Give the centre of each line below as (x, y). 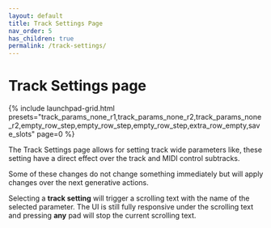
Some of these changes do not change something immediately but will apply (136, 174)
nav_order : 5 (30, 31)
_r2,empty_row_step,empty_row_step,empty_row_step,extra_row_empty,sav (134, 125)
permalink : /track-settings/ (57, 46)
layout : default (36, 16)
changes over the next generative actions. (78, 183)
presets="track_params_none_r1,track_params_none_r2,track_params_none (135, 117)
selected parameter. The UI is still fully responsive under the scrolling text (131, 207)
